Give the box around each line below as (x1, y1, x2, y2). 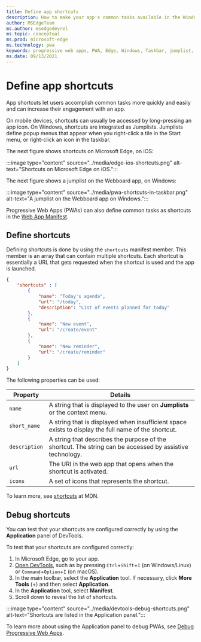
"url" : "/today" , (38, 299, 82, 305)
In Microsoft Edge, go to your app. (14, 555, 100, 562)
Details (110, 391, 130, 399)
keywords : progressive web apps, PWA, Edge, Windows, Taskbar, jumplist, (6, 48, 194, 54)
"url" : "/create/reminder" (38, 349, 106, 355)
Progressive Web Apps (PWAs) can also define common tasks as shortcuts (6, 206, 191, 214)
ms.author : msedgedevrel (6, 25, 68, 32)
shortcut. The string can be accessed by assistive (48, 443, 188, 451)
